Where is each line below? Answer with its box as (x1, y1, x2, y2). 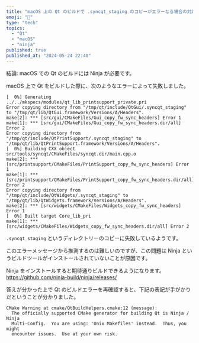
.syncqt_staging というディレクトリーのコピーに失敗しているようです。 (6, 234, 182, 241)
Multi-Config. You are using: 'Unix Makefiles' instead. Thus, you (11, 321, 187, 326)
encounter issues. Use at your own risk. (11, 331, 118, 337)
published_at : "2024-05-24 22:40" (6, 53, 92, 59)
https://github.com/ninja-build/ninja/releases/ (6, 273, 117, 281)
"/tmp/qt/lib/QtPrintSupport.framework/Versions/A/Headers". (6, 140, 161, 147)
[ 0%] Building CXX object (6, 145, 76, 151)
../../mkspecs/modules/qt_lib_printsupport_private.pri (6, 99, 147, 105)
